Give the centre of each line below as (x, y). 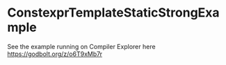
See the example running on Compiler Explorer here (81, 46)
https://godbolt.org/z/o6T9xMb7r (55, 54)
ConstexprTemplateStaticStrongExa (114, 13)
